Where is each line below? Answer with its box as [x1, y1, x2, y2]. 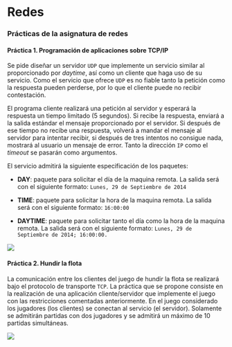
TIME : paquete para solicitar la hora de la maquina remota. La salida [17, 196, 212, 204]
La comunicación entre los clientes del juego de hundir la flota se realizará [7, 274, 220, 283]
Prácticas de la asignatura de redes [7, 29, 128, 39]
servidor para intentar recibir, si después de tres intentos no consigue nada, [7, 134, 224, 142]
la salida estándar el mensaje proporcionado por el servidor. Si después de [7, 119, 221, 127]
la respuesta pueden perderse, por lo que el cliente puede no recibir [7, 84, 202, 92]
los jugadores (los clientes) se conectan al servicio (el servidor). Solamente [7, 304, 222, 312]
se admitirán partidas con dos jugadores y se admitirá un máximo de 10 [7, 311, 211, 319]
